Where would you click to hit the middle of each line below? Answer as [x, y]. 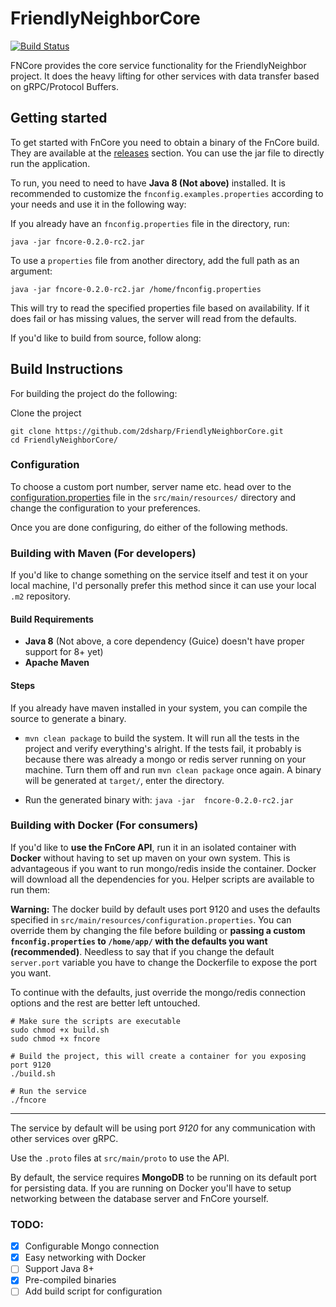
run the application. [50, 163]
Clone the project [46, 413]
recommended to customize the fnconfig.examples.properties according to [167, 193]
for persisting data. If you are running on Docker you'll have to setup [151, 1188]
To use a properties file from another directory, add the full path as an [155, 260]
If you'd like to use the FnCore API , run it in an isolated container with [153, 847]
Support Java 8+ [59, 1269]
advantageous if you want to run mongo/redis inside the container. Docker [163, 868]
